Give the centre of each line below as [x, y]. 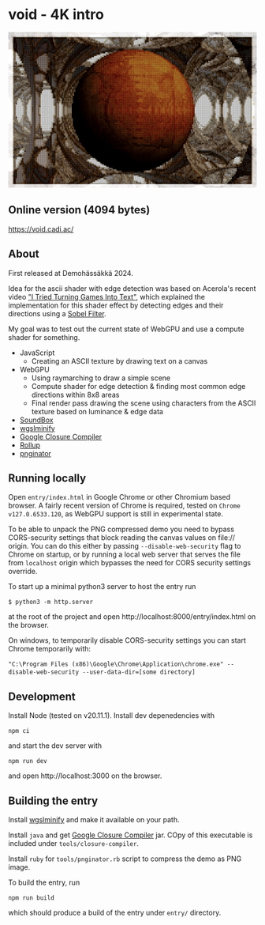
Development [42, 696]
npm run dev [28, 761]
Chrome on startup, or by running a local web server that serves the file [124, 554]
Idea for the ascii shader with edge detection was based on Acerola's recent [132, 288]
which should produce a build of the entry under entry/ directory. [115, 912]
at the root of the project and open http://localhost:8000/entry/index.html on [132, 617]
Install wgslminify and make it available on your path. [94, 819]
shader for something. [44, 337]
